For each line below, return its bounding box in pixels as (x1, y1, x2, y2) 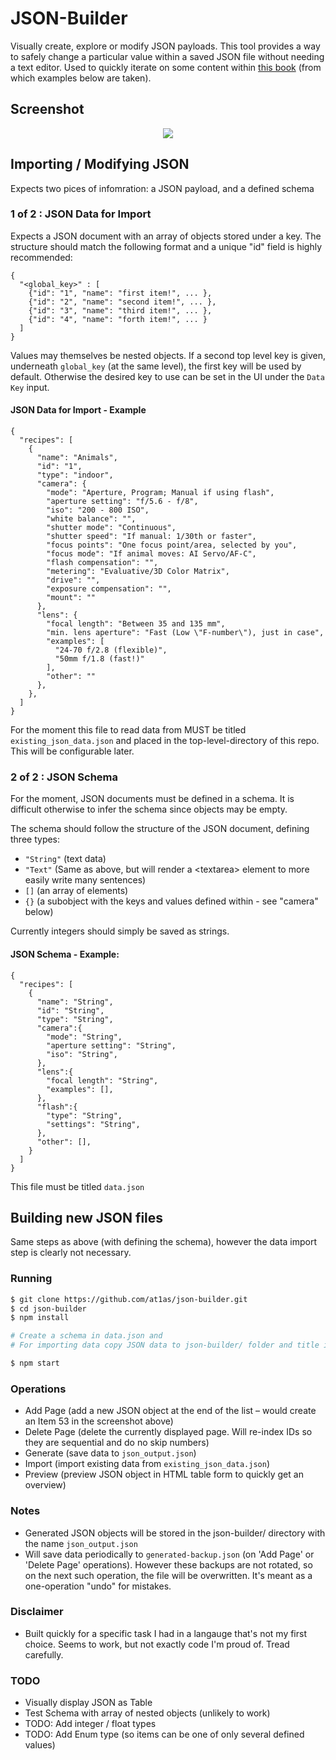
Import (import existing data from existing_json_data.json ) (24, 1458, 271, 1470)
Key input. (10, 381, 50, 393)
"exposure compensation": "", (46, 584, 172, 594)
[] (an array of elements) (24, 885, 129, 897)
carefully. (24, 1648, 64, 1661)
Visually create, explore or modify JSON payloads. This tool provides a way (10, 40, 321, 52)
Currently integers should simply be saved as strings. (10, 925, 230, 937)
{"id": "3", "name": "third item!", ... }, (28, 305, 213, 316)
